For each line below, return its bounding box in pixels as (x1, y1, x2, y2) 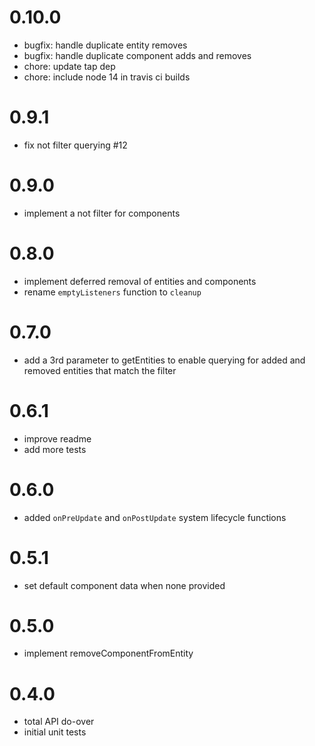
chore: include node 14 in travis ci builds (23, 71, 191, 83)
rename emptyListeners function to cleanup (23, 286, 202, 298)
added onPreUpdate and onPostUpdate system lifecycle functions (23, 511, 287, 523)
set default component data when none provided (23, 579, 226, 591)
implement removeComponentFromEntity (23, 647, 194, 660)
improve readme (23, 432, 92, 445)
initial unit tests (23, 726, 87, 738)
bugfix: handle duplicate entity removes (23, 39, 188, 51)
